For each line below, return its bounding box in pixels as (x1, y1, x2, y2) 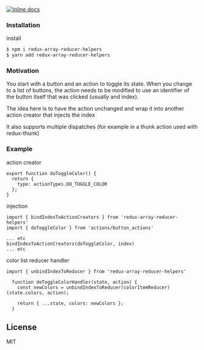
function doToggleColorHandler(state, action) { (12, 279, 138, 285)
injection (6, 202, 28, 210)
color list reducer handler (6, 256, 70, 264)
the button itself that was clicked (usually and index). (6, 93, 139, 100)
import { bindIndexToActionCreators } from (6, 214, 119, 220)
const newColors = (17, 284, 64, 290)
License (6, 322, 37, 332)
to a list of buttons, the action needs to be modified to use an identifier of (6, 87, 190, 94)
